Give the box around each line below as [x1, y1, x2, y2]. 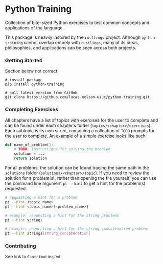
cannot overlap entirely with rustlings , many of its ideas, [23, 39, 139, 45]
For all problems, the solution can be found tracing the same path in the [5, 165, 149, 171]
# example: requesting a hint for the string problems [5, 213, 119, 218]
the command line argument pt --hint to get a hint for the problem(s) [5, 180, 146, 187]
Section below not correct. [5, 68, 59, 74]
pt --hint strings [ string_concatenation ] [5, 231, 91, 236]
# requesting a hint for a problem [5, 195, 78, 200]
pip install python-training [5, 82, 65, 87]
